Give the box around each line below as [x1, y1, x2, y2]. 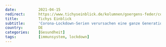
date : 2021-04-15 [5, 7, 61, 12]
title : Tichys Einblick [5, 16, 72, 21]
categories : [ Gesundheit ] [5, 30, 65, 35]
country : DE [5, 25, 43, 30]
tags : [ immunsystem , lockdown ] [5, 35, 90, 40]
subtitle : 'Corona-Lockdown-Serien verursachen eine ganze [5, 21, 140, 26]
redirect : [5, 12, 26, 17]
